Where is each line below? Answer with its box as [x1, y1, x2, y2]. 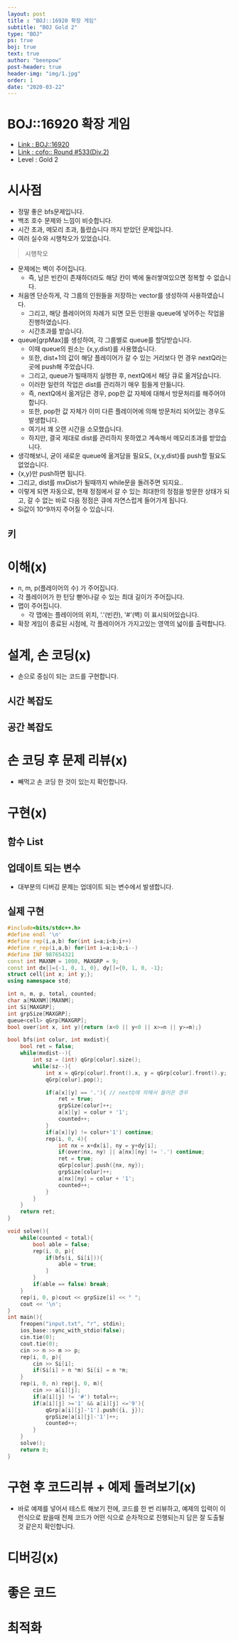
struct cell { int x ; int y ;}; [7, 970, 94, 978]
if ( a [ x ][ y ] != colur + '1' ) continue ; [45, 1129, 154, 1136]
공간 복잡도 [7, 721, 53, 734]
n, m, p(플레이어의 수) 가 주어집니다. [17, 584, 119, 592]
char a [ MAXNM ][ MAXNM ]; [7, 997, 75, 1005]
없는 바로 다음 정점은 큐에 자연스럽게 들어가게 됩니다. [42, 496, 188, 504]
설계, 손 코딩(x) [7, 647, 91, 663]
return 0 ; [20, 1446, 50, 1454]
